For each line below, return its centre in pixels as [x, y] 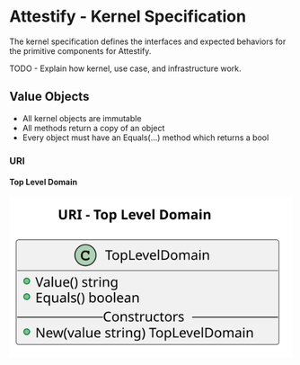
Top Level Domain [44, 182]
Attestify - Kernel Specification [128, 17]
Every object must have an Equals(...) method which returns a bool [146, 138]
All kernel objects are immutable [82, 118]
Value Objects [49, 97]
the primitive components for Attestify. [80, 50]
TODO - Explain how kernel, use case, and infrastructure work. [125, 68]
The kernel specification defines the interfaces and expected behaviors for [148, 41]
